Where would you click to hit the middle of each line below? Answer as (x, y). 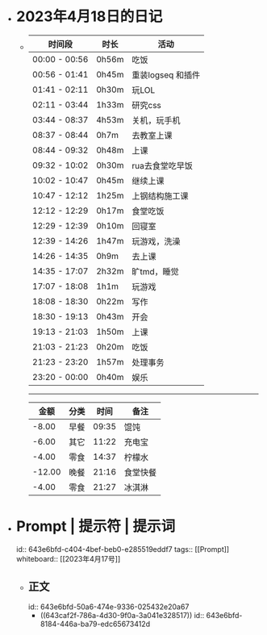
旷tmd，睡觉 (155, 271)
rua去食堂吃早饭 (163, 165)
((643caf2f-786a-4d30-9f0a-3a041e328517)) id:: (122, 615)
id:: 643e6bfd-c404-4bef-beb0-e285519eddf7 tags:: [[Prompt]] (123, 549)
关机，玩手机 (156, 120)
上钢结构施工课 (160, 196)
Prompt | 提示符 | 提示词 (96, 526)
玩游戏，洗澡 (156, 241)
